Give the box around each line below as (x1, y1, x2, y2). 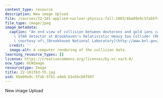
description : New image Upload (5, 12, 68, 16)
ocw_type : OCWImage (5, 61, 45, 66)
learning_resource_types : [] (5, 52, 64, 57)
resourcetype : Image (5, 66, 47, 70)
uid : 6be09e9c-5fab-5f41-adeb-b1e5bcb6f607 (5, 74, 95, 79)
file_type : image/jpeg (5, 20, 51, 26)
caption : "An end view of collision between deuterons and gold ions (9, 29, 153, 34)
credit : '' (9, 43, 32, 48)
